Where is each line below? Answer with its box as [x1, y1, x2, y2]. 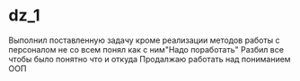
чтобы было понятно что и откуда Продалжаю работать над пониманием [8, 53, 291, 64]
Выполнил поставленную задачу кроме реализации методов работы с [8, 35, 280, 45]
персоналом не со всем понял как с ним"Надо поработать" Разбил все [8, 44, 285, 54]
